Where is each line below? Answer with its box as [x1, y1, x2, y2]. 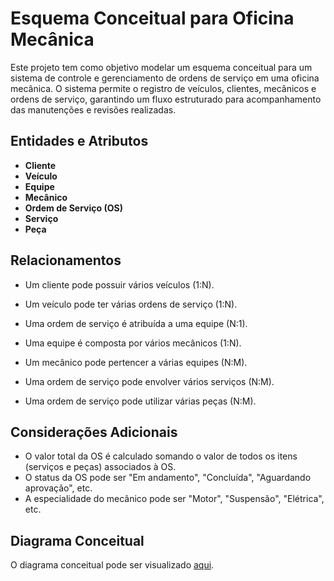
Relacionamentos [10, 252, 122, 269]
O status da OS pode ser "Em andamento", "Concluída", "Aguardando [24, 472, 312, 484]
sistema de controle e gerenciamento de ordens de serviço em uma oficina [10, 72, 320, 84]
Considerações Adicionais [10, 423, 178, 441]
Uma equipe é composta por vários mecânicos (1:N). [24, 337, 242, 349]
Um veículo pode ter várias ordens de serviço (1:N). [24, 298, 238, 310]
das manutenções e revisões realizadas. [10, 103, 177, 116]
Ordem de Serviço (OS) [24, 202, 123, 214]
